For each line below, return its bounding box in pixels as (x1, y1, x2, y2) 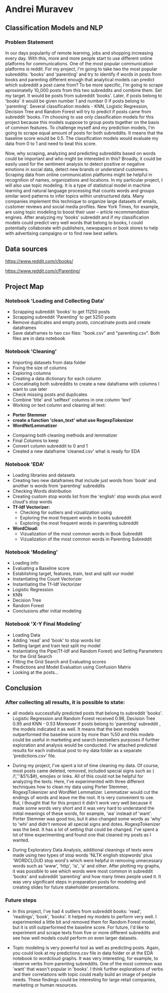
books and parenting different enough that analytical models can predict (5, 76, 154, 82)
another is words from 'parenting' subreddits (12, 483, 105, 489)
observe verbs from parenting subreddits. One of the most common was (12, 960, 162, 966)
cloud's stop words (12, 498, 53, 505)
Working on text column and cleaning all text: (12, 402, 106, 408)
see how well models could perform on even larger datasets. (12, 935, 138, 941)
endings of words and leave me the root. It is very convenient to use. (12, 794, 154, 801)
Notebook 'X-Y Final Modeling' (5, 621, 82, 628)
